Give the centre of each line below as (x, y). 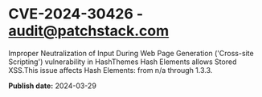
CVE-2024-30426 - (76, 14)
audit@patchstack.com (89, 31)
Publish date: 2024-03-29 (52, 86)
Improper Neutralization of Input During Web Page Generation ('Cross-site (131, 53)
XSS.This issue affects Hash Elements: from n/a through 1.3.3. (111, 70)
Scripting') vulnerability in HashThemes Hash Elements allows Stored (123, 62)
